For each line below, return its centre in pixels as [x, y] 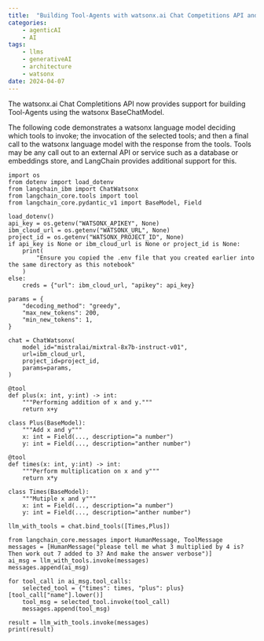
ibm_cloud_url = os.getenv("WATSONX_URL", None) [89, 230]
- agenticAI [42, 30]
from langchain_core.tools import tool [73, 196]
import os [24, 175]
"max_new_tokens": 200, [61, 313]
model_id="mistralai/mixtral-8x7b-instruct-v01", [105, 347]
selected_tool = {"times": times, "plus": [93, 588]
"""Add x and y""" [52, 429]
